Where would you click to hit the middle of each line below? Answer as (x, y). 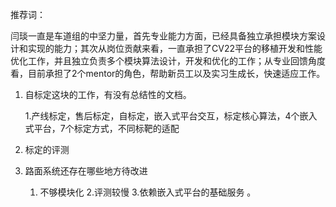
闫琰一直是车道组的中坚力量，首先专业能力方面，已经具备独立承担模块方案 (163, 36)
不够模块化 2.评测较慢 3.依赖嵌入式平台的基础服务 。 (148, 192)
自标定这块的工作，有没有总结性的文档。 (108, 94)
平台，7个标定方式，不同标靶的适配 (106, 128)
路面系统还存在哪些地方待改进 (86, 171)
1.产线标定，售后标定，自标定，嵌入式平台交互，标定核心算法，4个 (162, 116)
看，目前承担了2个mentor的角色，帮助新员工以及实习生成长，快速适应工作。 (168, 73)
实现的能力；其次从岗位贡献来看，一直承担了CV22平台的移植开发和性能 (175, 48)
